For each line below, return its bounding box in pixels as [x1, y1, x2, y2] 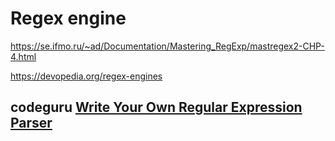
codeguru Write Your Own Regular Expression [10, 99, 303, 116]
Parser [10, 115, 53, 132]
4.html [10, 50, 37, 62]
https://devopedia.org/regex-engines [10, 70, 163, 82]
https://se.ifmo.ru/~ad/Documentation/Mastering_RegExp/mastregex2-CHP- [10, 40, 325, 52]
